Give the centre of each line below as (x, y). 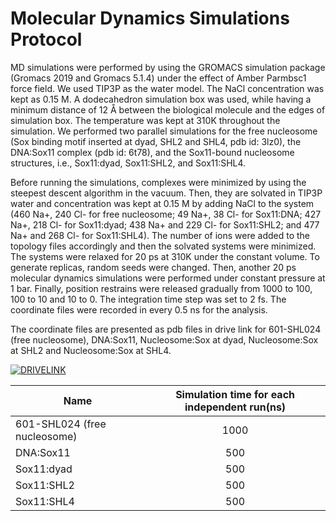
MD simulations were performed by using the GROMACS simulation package (168, 67)
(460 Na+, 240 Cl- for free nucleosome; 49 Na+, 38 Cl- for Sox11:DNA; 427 (166, 214)
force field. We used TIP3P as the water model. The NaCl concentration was (167, 88)
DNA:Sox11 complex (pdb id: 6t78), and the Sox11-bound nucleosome (152, 152)
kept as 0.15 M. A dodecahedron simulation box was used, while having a (161, 99)
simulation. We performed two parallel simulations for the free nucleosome (164, 131)
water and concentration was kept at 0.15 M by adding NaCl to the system (162, 203)
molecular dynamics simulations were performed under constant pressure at (168, 278)
